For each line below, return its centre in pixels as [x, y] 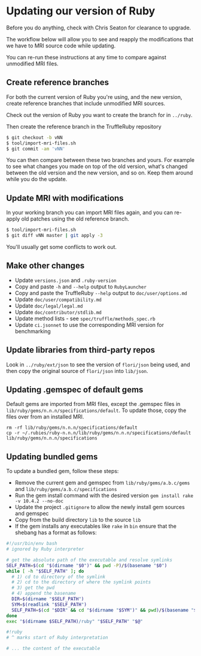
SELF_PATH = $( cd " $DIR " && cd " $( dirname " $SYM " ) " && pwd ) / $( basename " [103, 610]
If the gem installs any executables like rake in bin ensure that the [95, 526]
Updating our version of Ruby [81, 11]
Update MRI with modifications [65, 198]
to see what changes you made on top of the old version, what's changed [97, 167]
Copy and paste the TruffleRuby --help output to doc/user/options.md [101, 293]
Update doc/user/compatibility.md [58, 299]
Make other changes [45, 266]
